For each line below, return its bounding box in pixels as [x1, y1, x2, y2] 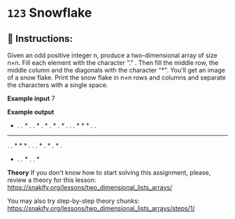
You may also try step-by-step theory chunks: [7, 197, 140, 205]
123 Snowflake [7, 5, 92, 21]
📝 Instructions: [7, 33, 73, 45]
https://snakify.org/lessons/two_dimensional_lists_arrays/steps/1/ [7, 204, 195, 212]
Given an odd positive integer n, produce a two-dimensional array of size [7, 51, 218, 59]
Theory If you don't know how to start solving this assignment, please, [7, 169, 211, 176]
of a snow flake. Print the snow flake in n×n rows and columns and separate [7, 73, 226, 82]
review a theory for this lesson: [7, 176, 97, 184]
